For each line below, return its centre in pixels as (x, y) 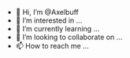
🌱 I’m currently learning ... (58, 29)
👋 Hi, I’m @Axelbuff (47, 12)
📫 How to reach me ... (52, 46)
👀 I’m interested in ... (49, 20)
